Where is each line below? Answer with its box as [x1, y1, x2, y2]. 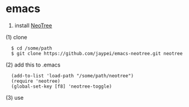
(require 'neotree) [11, 78, 61, 84]
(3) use [5, 94, 24, 101]
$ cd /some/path [11, 45, 52, 51]
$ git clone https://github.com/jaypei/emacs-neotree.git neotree [11, 50, 183, 56]
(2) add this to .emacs [5, 61, 61, 68]
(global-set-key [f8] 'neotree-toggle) [11, 83, 112, 89]
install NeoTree [14, 22, 52, 29]
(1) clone [5, 33, 28, 41]
